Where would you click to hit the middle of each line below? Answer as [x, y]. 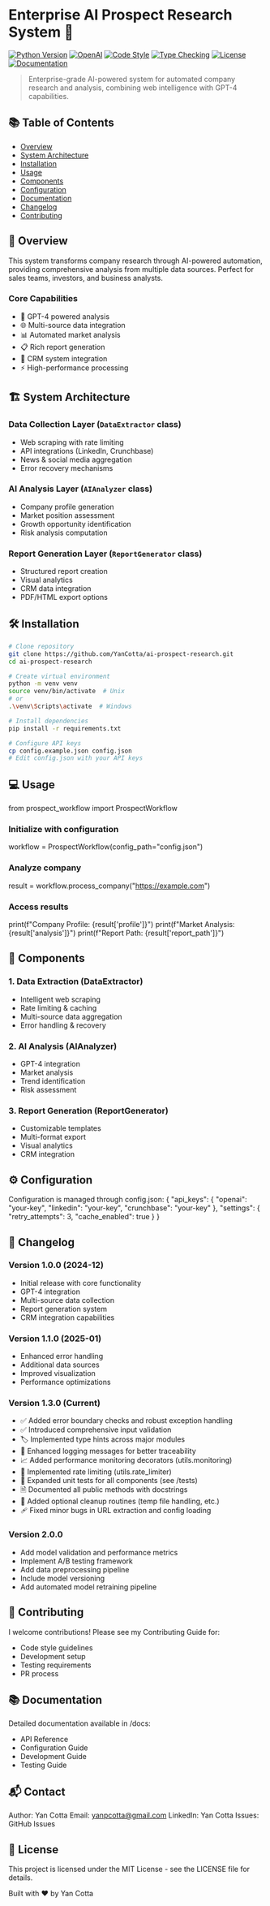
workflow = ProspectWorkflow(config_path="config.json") [106, 847]
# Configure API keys [45, 743]
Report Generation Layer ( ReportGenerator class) [105, 554]
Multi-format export [53, 1137]
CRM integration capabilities [67, 1317]
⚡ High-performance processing [74, 368]
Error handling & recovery [63, 1025]
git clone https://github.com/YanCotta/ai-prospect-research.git [121, 654]
